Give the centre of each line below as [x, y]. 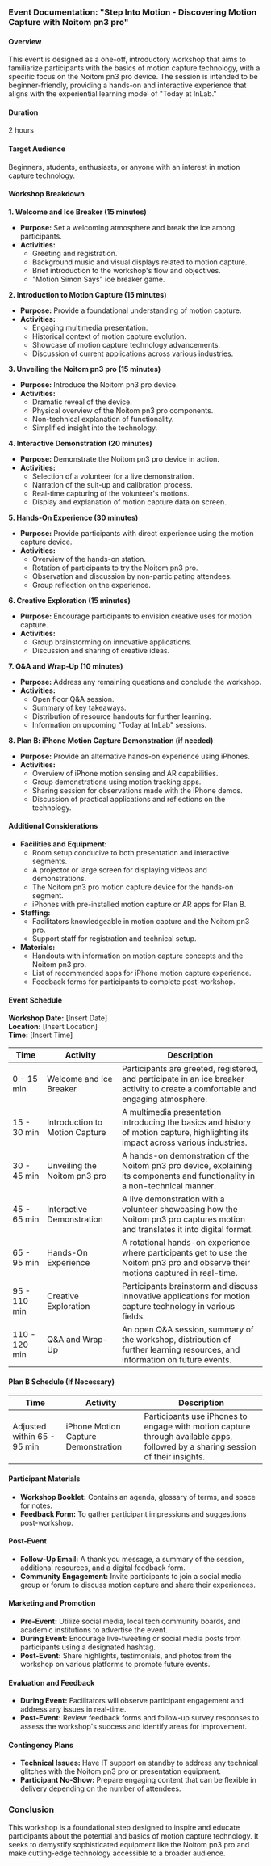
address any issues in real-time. [73, 1709]
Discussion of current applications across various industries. [133, 353]
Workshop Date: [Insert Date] [58, 1018]
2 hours [21, 130]
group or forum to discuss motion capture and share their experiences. [138, 1585]
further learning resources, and [181, 1350]
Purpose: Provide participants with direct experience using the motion [137, 533]
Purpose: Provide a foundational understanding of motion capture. [131, 310]
